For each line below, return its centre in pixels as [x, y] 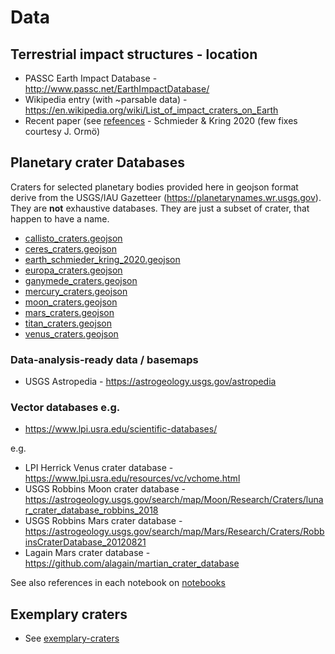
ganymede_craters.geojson [81, 280]
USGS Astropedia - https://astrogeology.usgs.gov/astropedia [150, 382]
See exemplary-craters [72, 638]
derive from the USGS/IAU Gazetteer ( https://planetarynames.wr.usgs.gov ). [166, 197]
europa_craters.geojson [73, 270]
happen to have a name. [60, 218]
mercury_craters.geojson [76, 291]
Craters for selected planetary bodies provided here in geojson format [154, 187]
